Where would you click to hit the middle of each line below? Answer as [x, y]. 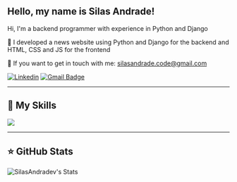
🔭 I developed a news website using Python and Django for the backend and [118, 42]
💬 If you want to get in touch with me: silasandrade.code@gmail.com [107, 63]
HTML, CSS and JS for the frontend [59, 49]
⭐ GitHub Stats [40, 151]
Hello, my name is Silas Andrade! [81, 12]
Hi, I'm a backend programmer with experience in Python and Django [108, 28]
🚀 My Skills [32, 106]
